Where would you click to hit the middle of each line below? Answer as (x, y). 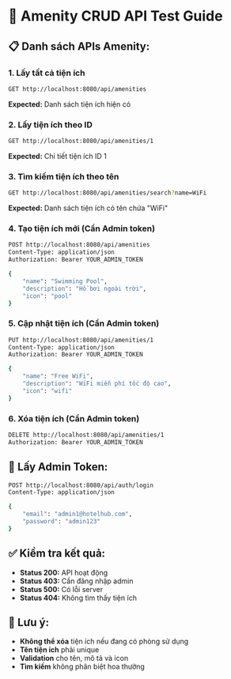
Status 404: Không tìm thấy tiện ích (78, 598)
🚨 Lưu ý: (29, 622)
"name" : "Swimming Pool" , (65, 281)
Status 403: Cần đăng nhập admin (76, 581)
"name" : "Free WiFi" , (58, 376)
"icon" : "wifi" (47, 390)
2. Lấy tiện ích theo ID (50, 124)
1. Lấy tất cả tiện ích (47, 73)
